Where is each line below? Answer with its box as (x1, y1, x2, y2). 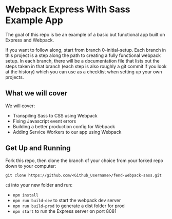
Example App (5, 14, 63, 26)
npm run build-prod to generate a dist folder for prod (12, 203, 125, 209)
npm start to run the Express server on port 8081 (12, 208, 117, 214)
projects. (5, 74, 24, 80)
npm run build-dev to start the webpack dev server (12, 197, 121, 203)
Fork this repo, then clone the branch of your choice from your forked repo (5, 157, 163, 164)
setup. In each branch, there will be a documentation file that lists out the (5, 57, 160, 64)
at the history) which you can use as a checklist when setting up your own (5, 68, 163, 75)
